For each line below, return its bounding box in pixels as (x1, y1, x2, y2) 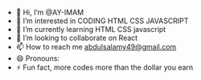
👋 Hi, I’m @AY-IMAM (15, 8, 84, 17)
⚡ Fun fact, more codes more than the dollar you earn (15, 62, 194, 72)
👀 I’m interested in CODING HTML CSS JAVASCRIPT (15, 16, 189, 26)
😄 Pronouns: (15, 54, 60, 63)
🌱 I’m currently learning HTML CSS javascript (15, 25, 166, 34)
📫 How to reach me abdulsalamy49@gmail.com (15, 42, 177, 51)
